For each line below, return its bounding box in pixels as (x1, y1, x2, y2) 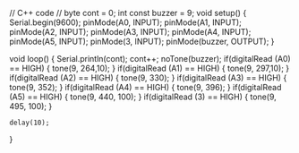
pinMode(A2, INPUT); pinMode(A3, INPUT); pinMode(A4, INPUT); (9, 27, 252, 37)
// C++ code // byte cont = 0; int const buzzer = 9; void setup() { (9, 8, 247, 18)
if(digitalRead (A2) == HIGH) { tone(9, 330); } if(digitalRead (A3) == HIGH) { (9, 72, 287, 83)
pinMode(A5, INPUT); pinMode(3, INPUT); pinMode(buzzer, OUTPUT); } (9, 36, 275, 47)
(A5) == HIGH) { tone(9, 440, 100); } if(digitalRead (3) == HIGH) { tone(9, (9, 91, 278, 102)
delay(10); (9, 118, 50, 127)
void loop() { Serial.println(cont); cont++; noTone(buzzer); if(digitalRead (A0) (9, 54, 291, 64)
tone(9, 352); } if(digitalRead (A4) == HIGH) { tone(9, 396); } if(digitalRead (9, 82, 282, 92)
